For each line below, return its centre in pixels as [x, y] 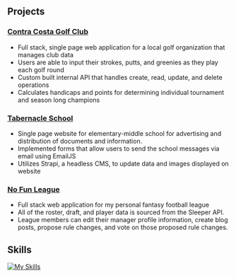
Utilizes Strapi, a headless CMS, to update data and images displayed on [123, 163]
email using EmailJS [47, 156]
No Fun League [34, 189]
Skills [19, 249]
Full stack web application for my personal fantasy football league [113, 205]
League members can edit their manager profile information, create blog [123, 220]
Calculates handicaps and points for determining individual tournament [121, 92]
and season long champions [59, 100]
